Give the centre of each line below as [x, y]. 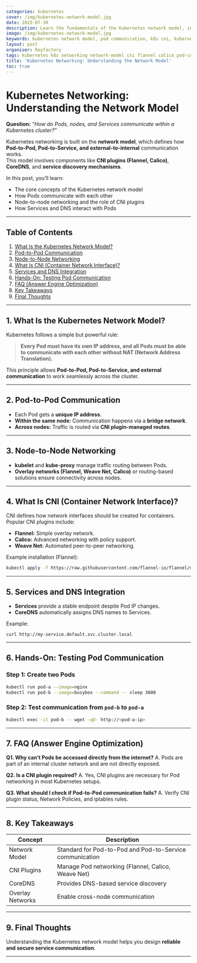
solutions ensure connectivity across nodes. [68, 478]
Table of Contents [40, 232]
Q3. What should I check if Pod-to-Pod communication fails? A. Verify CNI [98, 793]
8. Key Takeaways [40, 823]
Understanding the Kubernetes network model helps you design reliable [93, 942]
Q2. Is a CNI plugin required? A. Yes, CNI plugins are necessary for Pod [93, 775]
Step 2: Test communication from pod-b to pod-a [75, 708]
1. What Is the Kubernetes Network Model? [86, 320]
